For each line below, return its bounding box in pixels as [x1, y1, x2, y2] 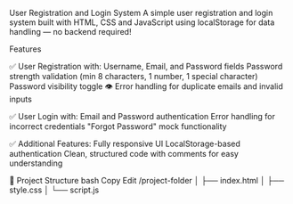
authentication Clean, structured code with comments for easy [9, 149, 239, 159]
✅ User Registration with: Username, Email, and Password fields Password [9, 61, 283, 71]
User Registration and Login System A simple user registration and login [9, 8, 273, 18]
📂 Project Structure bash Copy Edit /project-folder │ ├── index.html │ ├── [9, 175, 285, 185]
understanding [9, 158, 63, 168]
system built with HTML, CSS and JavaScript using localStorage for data [9, 17, 275, 28]
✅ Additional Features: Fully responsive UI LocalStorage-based [9, 138, 240, 149]
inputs [9, 94, 33, 104]
